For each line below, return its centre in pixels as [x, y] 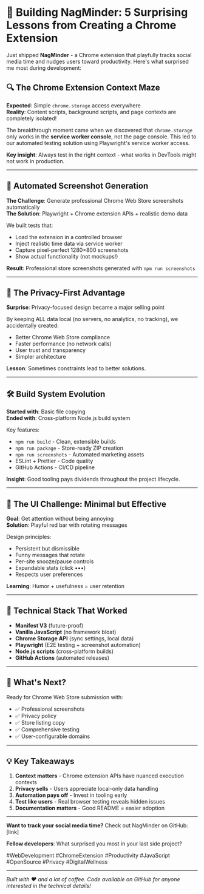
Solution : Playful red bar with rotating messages [67, 525]
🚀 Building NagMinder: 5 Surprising [97, 12]
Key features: [23, 430]
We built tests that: [30, 225]
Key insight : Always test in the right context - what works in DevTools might [101, 155]
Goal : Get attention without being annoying [60, 519]
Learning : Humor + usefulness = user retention [65, 586]
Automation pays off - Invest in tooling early [71, 795]
